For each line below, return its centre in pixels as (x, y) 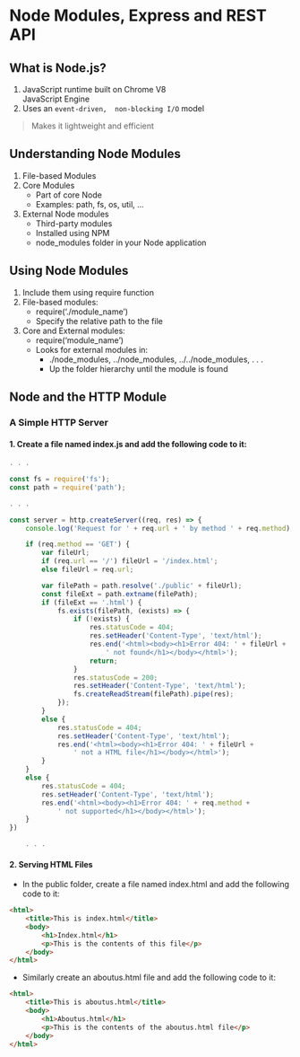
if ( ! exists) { (101, 619)
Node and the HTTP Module (88, 397)
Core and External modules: (73, 330)
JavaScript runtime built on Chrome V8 (94, 89)
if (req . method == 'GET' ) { (77, 544)
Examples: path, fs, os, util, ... (90, 204)
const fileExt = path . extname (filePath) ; (120, 594)
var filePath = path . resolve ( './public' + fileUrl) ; (142, 586)
